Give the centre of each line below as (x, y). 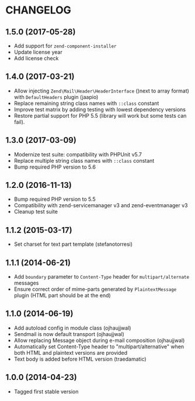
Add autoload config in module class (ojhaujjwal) (72, 328)
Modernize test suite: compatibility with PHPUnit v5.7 (78, 154)
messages (26, 283)
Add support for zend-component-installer (65, 46)
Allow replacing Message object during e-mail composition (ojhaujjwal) (99, 340)
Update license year (38, 52)
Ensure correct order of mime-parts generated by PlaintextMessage (95, 289)
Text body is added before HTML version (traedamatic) (80, 359)
